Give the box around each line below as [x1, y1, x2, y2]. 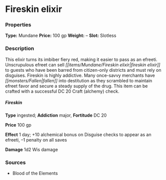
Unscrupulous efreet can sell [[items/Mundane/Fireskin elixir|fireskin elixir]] [5, 61, 161, 68]
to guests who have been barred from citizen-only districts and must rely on [5, 67, 162, 73]
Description [5, 45, 34, 52]
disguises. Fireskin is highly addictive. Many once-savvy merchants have [5, 72, 156, 78]
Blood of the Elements [12, 171, 58, 177]
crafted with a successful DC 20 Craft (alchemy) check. [5, 88, 120, 94]
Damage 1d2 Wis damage [5, 146, 58, 153]
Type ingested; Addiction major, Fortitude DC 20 [5, 112, 107, 118]
